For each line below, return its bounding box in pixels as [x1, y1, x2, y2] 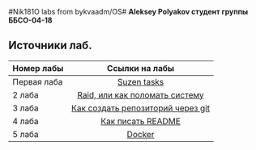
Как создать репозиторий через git [71, 102, 211, 114]
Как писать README [100, 115, 181, 127]
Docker [126, 128, 155, 140]
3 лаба [12, 102, 39, 114]
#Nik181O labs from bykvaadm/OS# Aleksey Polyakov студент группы [8, 7, 249, 16]
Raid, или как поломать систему [76, 89, 204, 100]
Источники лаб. [8, 39, 92, 52]
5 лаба [12, 128, 39, 140]
